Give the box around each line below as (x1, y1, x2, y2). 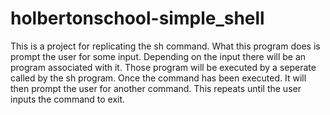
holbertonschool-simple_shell (10, 7, 265, 30)
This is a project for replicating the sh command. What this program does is (10, 40, 321, 52)
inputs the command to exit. (10, 93, 126, 105)
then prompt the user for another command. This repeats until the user (10, 82, 302, 94)
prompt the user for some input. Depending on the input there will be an (10, 50, 307, 62)
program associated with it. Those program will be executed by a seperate (10, 61, 317, 73)
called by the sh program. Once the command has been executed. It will (10, 72, 307, 84)
